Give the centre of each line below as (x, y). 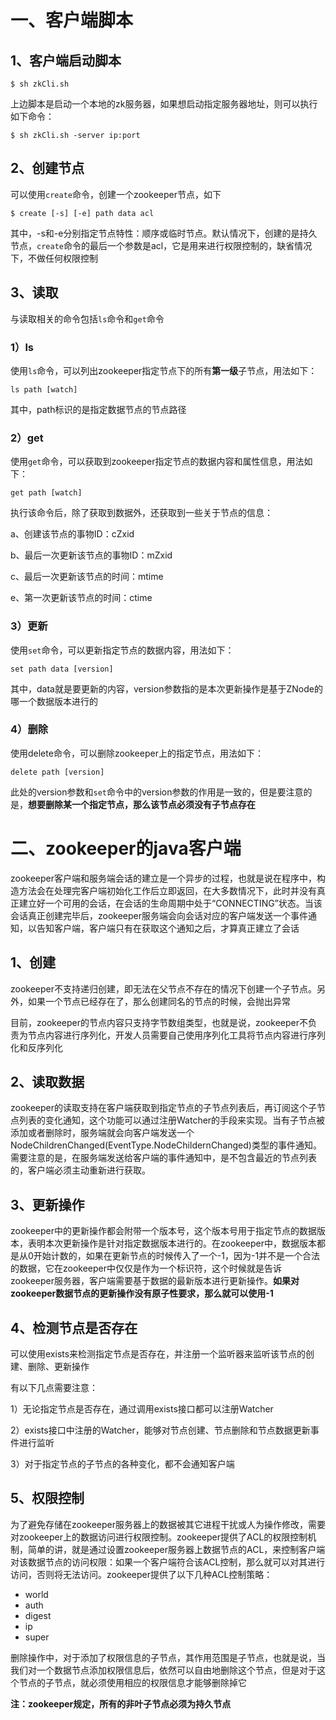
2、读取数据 (47, 1081)
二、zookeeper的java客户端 (126, 848)
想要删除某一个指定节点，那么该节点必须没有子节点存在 (142, 804)
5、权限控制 (47, 1498)
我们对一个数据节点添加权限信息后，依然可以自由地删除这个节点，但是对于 (163, 1670)
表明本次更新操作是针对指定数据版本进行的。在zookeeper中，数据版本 (172, 1243)
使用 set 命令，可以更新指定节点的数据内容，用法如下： (122, 650)
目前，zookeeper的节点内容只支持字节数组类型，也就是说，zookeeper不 (159, 1022)
